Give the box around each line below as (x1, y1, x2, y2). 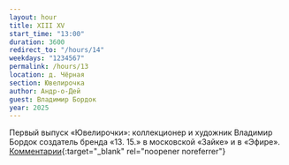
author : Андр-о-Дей (9, 86, 81, 95)
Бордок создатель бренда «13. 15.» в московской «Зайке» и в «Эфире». (9, 137, 281, 147)
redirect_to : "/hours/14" (9, 46, 104, 55)
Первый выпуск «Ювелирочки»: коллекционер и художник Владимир (9, 127, 273, 138)
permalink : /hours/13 (9, 63, 89, 71)
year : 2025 (9, 103, 49, 112)
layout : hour (9, 12, 57, 22)
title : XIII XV (9, 21, 65, 30)
